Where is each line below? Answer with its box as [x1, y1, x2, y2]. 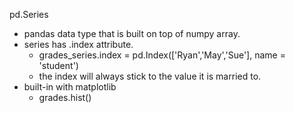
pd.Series [9, 9, 49, 20]
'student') [38, 60, 79, 71]
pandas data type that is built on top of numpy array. [23, 28, 241, 39]
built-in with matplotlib [23, 81, 117, 93]
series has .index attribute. [23, 39, 134, 50]
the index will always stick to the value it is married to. [38, 70, 262, 82]
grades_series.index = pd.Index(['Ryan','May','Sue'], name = [38, 49, 286, 61]
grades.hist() [38, 92, 92, 103]
